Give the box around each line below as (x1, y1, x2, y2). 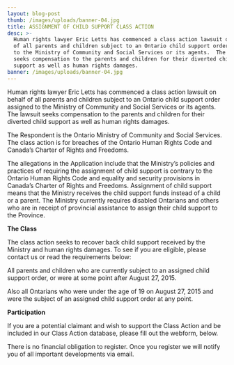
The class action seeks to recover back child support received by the (7, 238, 205, 246)
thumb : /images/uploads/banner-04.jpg (7, 17, 120, 24)
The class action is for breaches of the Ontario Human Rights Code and (7, 138, 212, 146)
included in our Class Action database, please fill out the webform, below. (7, 329, 219, 337)
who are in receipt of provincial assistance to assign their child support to (7, 203, 218, 212)
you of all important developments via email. (7, 350, 134, 358)
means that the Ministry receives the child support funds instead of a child (7, 189, 221, 197)
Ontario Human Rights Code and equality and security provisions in (7, 173, 201, 182)
